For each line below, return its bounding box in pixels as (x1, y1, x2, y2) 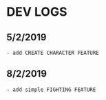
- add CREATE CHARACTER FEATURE (6, 49, 99, 56)
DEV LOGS (6, 4, 67, 20)
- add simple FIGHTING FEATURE (6, 86, 96, 93)
